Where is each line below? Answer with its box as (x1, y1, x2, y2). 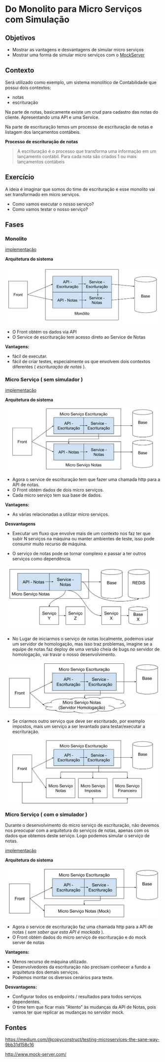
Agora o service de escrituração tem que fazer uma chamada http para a (12, 477, 161, 483)
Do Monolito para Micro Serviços (5, 3, 142, 15)
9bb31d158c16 (5, 1042, 34, 1048)
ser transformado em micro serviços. (5, 191, 80, 197)
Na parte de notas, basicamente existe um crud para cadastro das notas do (5, 109, 159, 115)
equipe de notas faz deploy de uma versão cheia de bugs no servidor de (12, 646, 160, 653)
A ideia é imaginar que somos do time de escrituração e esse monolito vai (5, 186, 155, 192)
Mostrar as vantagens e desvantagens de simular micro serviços (12, 47, 144, 52)
